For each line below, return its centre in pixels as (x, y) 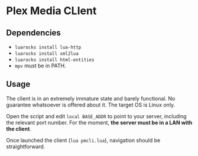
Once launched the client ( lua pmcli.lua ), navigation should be (83, 140)
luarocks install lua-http (48, 47)
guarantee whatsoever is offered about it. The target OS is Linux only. (91, 105)
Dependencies (33, 33)
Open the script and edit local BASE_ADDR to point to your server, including (96, 116)
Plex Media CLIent (51, 11)
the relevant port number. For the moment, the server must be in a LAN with (99, 122)
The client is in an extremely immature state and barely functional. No (91, 98)
